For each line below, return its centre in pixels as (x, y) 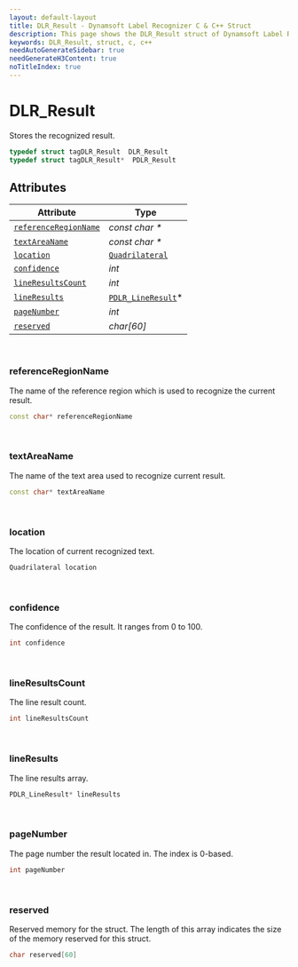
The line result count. (48, 702)
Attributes (38, 187)
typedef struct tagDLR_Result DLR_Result (89, 152)
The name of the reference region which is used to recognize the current (142, 391)
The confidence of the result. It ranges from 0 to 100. (106, 627)
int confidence (37, 643)
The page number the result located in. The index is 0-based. (121, 853)
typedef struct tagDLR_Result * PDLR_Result (93, 160)
